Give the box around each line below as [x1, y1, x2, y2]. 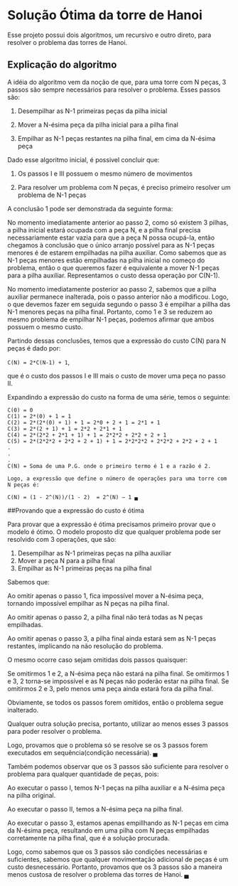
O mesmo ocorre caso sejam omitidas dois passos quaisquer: [7, 655, 188, 664]
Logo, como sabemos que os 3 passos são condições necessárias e [7, 847, 208, 856]
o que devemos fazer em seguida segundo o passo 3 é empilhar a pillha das [7, 299, 231, 309]
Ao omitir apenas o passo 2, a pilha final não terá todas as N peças [7, 612, 203, 621]
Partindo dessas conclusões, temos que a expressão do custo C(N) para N [7, 336, 226, 345]
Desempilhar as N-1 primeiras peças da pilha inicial [17, 107, 168, 115]
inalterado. [7, 705, 39, 714]
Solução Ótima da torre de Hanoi [7, 7, 202, 23]
